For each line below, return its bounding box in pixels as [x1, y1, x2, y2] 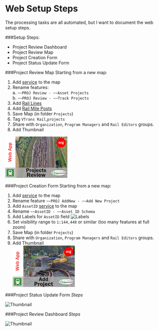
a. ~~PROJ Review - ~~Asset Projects [12, 89, 89, 95]
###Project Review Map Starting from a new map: [5, 69, 107, 75]
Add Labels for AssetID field [12, 213, 70, 219]
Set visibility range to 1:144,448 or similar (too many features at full [12, 219, 150, 225]
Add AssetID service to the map [12, 203, 78, 209]
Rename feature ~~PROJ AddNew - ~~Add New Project [12, 197, 120, 204]
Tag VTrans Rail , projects [12, 116, 66, 122]
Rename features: [12, 84, 49, 90]
